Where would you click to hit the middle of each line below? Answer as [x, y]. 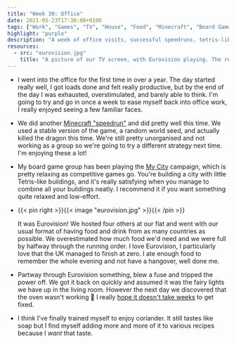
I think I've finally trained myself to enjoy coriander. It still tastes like [115, 318]
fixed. [26, 304]
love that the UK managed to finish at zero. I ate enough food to [109, 253]
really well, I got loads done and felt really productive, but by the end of [121, 87]
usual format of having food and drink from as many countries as [111, 231]
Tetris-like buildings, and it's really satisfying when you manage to [113, 181]
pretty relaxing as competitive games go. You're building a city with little [122, 174]
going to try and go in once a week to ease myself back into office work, [122, 102]
